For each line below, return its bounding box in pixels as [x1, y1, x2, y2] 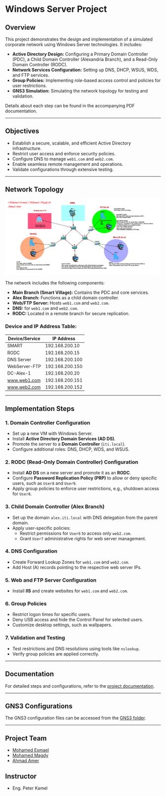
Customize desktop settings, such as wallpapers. [12, 622, 113, 628]
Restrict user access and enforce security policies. [12, 150, 116, 156]
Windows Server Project [5, 3, 107, 15]
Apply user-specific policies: [12, 525, 71, 531]
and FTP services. [12, 72, 49, 78]
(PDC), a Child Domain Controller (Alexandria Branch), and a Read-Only [12, 56, 158, 62]
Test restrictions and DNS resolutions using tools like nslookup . [12, 646, 140, 652]
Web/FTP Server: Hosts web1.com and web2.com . [12, 300, 110, 306]
